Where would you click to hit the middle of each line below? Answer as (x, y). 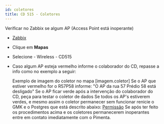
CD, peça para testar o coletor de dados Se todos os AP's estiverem (81, 97)
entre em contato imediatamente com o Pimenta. (62, 117)
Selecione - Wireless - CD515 (42, 56)
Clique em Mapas (30, 47)
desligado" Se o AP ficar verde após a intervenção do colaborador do (82, 91)
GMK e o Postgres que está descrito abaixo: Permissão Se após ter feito (85, 107)
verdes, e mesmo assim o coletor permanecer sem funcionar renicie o (83, 101)
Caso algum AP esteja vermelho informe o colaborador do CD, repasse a (86, 66)
